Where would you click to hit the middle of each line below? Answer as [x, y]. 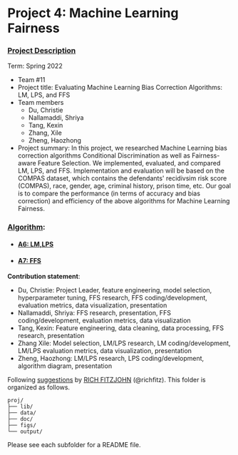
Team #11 [31, 80]
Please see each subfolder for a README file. [74, 445]
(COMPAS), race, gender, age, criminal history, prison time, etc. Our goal [124, 186]
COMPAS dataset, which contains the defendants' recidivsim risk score [122, 178]
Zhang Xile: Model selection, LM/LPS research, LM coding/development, [124, 343]
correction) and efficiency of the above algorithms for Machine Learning [124, 201]
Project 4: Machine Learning [93, 13]
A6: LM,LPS [36, 244]
